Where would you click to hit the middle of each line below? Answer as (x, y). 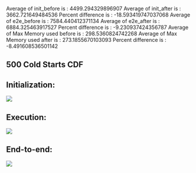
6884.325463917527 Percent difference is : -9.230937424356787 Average (97, 27)
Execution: (26, 117)
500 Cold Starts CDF (45, 65)
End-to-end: (29, 150)
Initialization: (31, 85)
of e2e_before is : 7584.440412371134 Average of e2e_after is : (83, 21)
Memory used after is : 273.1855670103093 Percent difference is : (86, 40)
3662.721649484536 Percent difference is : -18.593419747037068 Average (98, 15)
